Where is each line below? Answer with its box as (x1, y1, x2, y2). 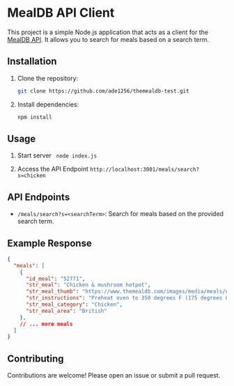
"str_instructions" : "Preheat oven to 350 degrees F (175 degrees (25, 295, 223, 302)
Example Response (7, 237, 92, 249)
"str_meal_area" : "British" (25, 307, 108, 314)
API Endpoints (7, 191, 70, 203)
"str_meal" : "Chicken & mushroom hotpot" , (25, 281, 151, 288)
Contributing (7, 353, 64, 364)
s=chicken (17, 172, 47, 179)
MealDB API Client (7, 5, 115, 21)
